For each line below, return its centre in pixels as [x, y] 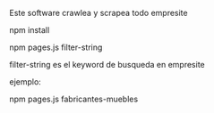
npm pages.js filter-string [56, 47]
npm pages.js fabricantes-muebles [74, 99]
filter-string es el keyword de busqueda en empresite [107, 65]
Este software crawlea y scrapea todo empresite [98, 13]
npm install [30, 30]
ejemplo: [26, 82]
